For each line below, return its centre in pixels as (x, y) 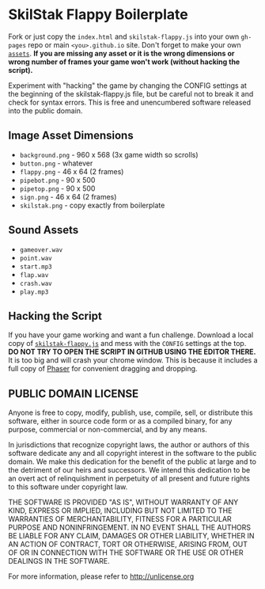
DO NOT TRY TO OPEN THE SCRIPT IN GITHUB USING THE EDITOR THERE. (132, 352)
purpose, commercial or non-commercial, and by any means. (108, 430)
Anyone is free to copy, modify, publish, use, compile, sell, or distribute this (131, 412)
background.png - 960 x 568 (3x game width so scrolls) (109, 154)
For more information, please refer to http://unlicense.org (101, 576)
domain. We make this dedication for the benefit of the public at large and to (132, 462)
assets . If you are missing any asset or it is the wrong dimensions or (121, 53)
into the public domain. (45, 110)
